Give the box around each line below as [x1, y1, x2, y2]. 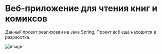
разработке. [5, 34, 31, 40]
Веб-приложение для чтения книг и [5, 3, 158, 14]
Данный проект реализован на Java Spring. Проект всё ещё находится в [5, 29, 157, 35]
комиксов [5, 13, 48, 24]
